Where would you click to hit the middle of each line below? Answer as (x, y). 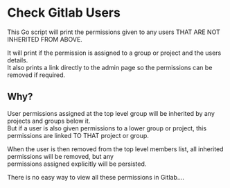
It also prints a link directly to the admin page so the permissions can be (110, 67)
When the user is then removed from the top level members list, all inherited (115, 149)
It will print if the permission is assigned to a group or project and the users (114, 53)
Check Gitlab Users (64, 13)
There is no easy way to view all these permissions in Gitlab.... (96, 177)
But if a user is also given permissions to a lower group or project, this (107, 128)
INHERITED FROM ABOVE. (45, 39)
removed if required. (36, 75)
